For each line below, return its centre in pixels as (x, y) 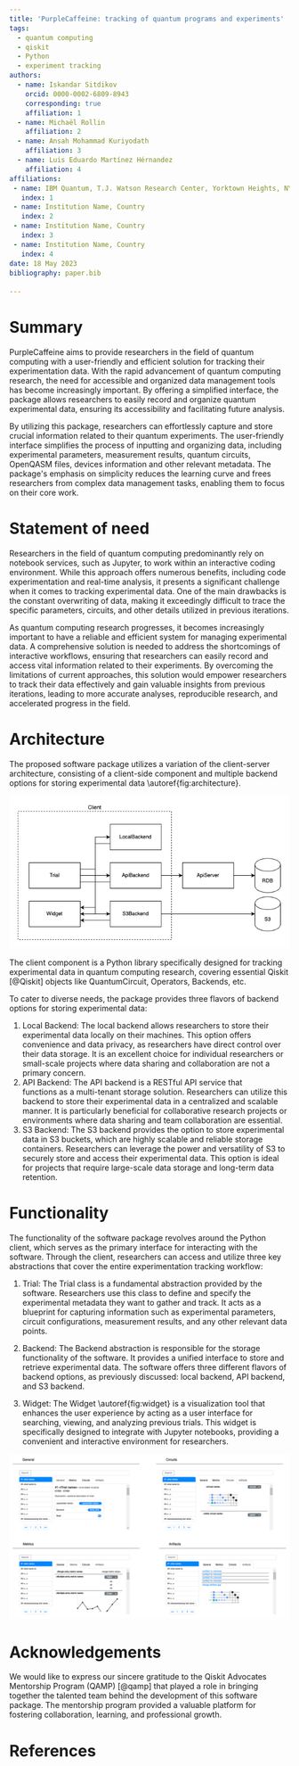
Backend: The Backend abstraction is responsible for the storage (141, 1349)
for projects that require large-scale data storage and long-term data (148, 1168)
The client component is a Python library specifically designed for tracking (146, 962)
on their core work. (44, 493)
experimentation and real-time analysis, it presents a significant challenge (145, 582)
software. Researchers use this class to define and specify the (137, 1293)
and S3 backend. (53, 1386)
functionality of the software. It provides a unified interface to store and (153, 1358)
